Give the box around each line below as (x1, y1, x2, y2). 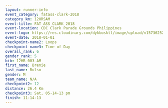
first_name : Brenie (5, 63, 46, 68)
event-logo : (5, 30, 30, 35)
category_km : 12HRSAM (5, 16, 50, 21)
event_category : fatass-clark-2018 (5, 12, 79, 17)
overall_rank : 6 (5, 49, 39, 54)
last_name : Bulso (5, 68, 41, 73)
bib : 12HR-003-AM (5, 58, 41, 63)
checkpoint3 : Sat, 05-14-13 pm (5, 91, 70, 96)
